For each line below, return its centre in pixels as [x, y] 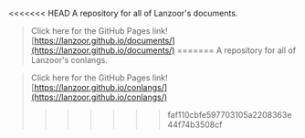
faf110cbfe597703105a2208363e [230, 115]
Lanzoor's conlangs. [69, 60]
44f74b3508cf [195, 124]
